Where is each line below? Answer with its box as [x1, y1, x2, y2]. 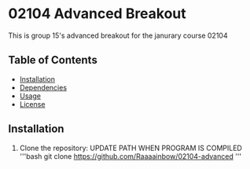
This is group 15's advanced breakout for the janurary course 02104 [8, 31, 228, 40]
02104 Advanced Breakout [8, 5, 186, 23]
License [19, 99, 46, 108]
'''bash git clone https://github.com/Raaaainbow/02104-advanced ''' [19, 151, 242, 161]
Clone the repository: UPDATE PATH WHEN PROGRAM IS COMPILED [19, 143, 242, 152]
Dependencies [19, 83, 68, 92]
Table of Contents [8, 53, 98, 67]
